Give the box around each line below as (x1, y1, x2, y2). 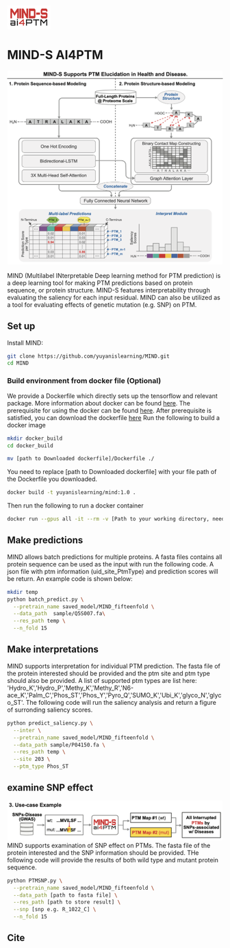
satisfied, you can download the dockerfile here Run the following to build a (7, 413, 220, 422)
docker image (7, 421, 46, 429)
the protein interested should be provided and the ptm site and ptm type (7, 669, 211, 677)
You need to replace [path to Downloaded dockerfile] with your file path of (7, 468, 217, 476)
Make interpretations (7, 644, 99, 656)
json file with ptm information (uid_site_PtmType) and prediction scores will (7, 567, 218, 575)
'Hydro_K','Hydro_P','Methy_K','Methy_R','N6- (7, 684, 134, 692)
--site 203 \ (13, 756, 51, 763)
